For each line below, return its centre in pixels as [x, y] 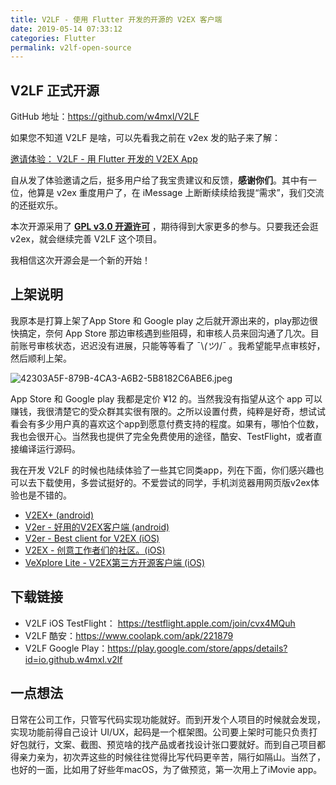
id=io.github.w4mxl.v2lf [73, 659]
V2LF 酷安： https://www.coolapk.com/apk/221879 [129, 635]
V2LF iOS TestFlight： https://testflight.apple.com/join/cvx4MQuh [160, 623]
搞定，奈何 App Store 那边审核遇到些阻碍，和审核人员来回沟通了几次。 [164, 333]
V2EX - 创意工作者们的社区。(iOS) [95, 550]
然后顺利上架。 [41, 358]
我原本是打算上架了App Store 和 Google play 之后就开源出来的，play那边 [160, 320]
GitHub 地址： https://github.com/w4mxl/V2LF [105, 117]
